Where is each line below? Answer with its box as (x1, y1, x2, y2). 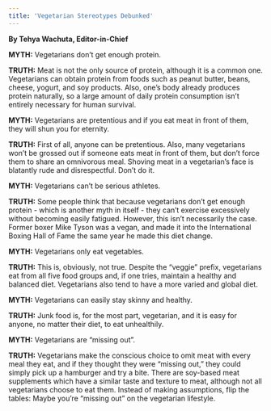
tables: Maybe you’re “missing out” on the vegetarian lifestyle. (8, 393, 216, 403)
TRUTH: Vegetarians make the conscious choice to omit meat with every (8, 350, 251, 360)
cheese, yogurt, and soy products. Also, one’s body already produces (8, 82, 240, 92)
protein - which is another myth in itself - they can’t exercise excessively (8, 205, 250, 215)
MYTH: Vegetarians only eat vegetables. (8, 246, 144, 256)
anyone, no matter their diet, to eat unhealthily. (8, 319, 164, 329)
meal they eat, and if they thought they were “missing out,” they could (8, 359, 241, 368)
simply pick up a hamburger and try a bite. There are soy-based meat (8, 367, 240, 377)
